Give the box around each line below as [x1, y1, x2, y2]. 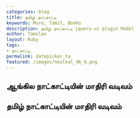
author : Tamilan [6, 31, 47, 37]
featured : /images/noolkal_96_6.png [6, 59, 98, 65]
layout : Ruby [6, 37, 39, 43]
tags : [6, 43, 20, 49]
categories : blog [6, 8, 50, 15]
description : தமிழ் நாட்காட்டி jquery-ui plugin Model [6, 25, 135, 32]
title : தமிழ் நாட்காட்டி [6, 14, 57, 20]
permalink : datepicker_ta [6, 53, 71, 59]
